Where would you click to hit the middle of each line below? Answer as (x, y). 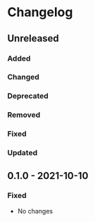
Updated (22, 153)
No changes (35, 211)
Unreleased (33, 38)
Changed (24, 77)
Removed (24, 115)
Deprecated (28, 96)
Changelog (40, 12)
